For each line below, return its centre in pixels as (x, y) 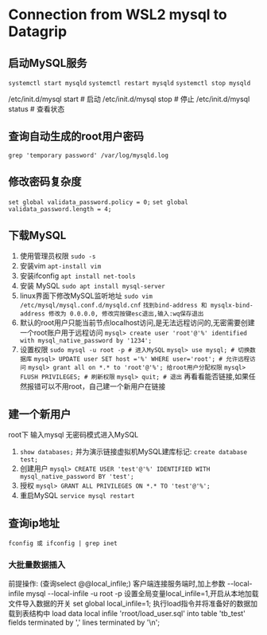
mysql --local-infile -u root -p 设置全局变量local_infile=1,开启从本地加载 (142, 594)
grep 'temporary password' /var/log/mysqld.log (89, 155)
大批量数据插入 (37, 565)
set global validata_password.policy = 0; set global (98, 202)
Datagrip (38, 31)
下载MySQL (37, 235)
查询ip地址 (34, 523)
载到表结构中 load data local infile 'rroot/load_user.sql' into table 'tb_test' (127, 613)
